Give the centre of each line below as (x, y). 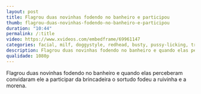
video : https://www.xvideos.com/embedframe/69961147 (73, 39)
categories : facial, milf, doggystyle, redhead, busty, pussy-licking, (97, 45)
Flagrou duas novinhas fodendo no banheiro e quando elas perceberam (95, 73)
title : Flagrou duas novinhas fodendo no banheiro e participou (88, 17)
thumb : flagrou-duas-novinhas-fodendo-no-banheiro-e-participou (88, 23)
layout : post (22, 12)
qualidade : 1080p (28, 56)
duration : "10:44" (29, 28)
